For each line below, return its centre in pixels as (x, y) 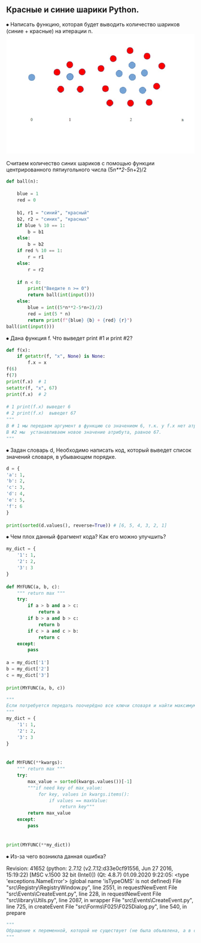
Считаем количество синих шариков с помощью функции (80, 163)
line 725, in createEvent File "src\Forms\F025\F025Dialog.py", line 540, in (97, 906)
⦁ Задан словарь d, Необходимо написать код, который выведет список (99, 450)
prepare (16, 912)
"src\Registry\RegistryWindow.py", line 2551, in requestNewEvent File (92, 887)
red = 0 (26, 200)
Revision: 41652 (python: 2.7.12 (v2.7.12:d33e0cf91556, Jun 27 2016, (90, 868)
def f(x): (19, 350)
